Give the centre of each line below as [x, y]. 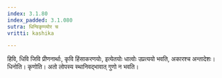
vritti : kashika [31, 33]
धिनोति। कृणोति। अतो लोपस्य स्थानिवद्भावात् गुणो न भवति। [73, 67]
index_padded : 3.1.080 [40, 20]
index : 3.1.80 [28, 14]
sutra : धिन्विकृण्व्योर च [33, 26]
